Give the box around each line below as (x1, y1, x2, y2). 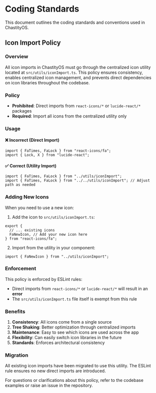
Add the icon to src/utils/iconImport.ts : (12, 214, 95, 220)
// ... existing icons (9, 228, 55, 232)
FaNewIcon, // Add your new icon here (9, 232, 88, 237)
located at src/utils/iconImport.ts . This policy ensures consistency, (5, 69, 143, 75)
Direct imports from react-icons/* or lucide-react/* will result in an (12, 285, 148, 292)
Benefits (5, 308, 26, 315)
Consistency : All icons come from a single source (12, 319, 112, 325)
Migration (5, 352, 28, 359)
